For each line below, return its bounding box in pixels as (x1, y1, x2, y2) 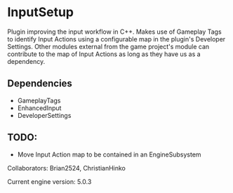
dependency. (7, 57, 46, 65)
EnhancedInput (17, 103, 62, 112)
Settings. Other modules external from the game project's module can (7, 42, 210, 51)
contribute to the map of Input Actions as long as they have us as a (7, 50, 201, 58)
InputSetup (7, 4, 74, 20)
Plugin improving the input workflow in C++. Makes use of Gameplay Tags (7, 27, 222, 36)
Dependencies (7, 78, 72, 90)
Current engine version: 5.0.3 (7, 177, 92, 186)
